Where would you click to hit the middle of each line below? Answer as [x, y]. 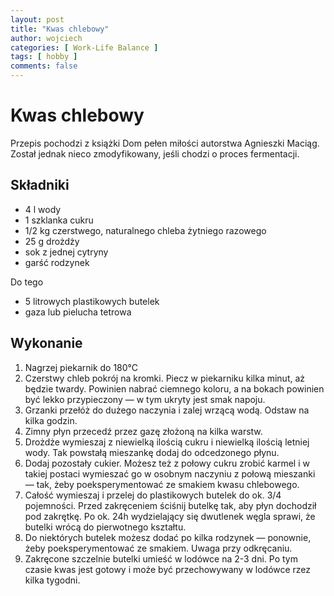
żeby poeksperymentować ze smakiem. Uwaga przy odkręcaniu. [158, 548]
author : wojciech [46, 38]
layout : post [37, 19]
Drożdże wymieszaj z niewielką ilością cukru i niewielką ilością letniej [167, 442]
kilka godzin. [51, 420]
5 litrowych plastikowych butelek [92, 301]
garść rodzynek [57, 262]
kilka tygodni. [52, 580]
